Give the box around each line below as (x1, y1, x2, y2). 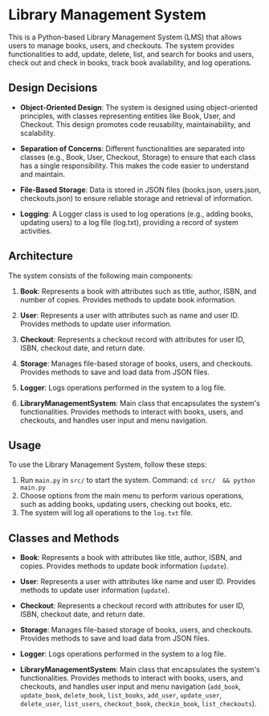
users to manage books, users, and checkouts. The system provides (8, 40, 234, 50)
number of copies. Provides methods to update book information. (19, 295, 237, 305)
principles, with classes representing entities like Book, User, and (19, 111, 235, 121)
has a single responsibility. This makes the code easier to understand (19, 161, 250, 170)
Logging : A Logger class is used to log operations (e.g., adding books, (19, 209, 254, 219)
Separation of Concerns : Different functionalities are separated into (19, 143, 245, 153)
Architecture (8, 249, 74, 263)
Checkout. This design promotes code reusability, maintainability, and (19, 119, 251, 129)
